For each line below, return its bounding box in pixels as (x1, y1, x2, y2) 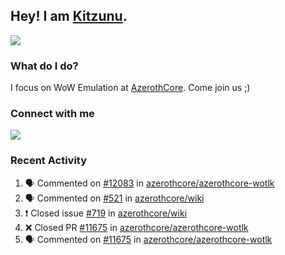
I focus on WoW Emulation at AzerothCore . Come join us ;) (10, 82, 251, 94)
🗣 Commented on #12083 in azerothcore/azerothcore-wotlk (24, 177, 275, 189)
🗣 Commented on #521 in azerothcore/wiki (24, 192, 205, 204)
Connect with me (10, 107, 95, 121)
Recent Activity (10, 154, 88, 168)
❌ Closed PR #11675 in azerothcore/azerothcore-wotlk (24, 221, 249, 233)
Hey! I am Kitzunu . (10, 8, 128, 25)
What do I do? (10, 59, 79, 73)
